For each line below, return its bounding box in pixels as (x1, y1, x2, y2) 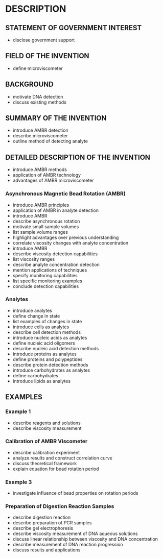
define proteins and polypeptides (12, 356, 83, 362)
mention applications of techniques (12, 266, 87, 273)
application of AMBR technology (12, 172, 81, 178)
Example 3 (5, 478, 32, 486)
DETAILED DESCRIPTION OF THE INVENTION (5, 153, 151, 161)
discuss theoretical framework (12, 460, 77, 466)
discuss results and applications (12, 547, 81, 553)
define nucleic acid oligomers (12, 340, 75, 346)
